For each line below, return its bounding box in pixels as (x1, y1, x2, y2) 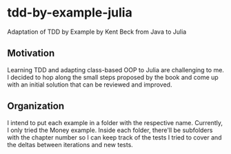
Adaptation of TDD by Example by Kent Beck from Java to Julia (7, 27, 187, 36)
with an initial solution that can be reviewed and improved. (7, 80, 172, 89)
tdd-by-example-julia (7, 5, 132, 21)
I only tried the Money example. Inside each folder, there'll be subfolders (7, 126, 213, 134)
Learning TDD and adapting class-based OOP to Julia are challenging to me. (7, 65, 224, 74)
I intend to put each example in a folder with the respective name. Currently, (7, 118, 223, 126)
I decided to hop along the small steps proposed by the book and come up (7, 73, 219, 81)
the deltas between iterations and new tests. (7, 140, 133, 148)
